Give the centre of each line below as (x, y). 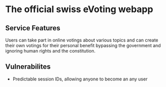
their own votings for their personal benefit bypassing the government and (83, 46)
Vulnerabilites (28, 67)
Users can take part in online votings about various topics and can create (82, 40)
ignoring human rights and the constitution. (50, 51)
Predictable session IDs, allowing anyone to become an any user (80, 79)
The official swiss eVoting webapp (79, 9)
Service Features (33, 28)
